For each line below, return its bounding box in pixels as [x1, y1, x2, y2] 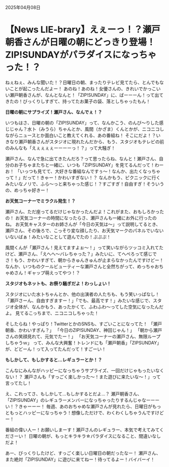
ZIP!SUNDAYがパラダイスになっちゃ [5, 49, 157, 61]
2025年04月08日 [5, 5, 41, 10]
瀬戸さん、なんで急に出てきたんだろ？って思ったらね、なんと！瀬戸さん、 [5, 155, 159, 161]
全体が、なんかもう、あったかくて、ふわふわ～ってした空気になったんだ [14, 304, 164, 310]
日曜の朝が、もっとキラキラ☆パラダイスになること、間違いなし [28, 433, 161, 439]
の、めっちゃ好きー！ [5, 187, 49, 193]
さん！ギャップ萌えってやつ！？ [14, 269, 81, 276]
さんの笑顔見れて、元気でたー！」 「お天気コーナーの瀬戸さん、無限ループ [5, 333, 160, 339]
